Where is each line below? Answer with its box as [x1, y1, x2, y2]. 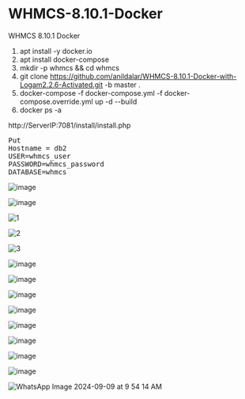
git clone [19, 71, 49, 81]
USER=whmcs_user [8, 151, 71, 161]
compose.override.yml [19, 97, 93, 106]
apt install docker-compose [19, 55, 109, 64]
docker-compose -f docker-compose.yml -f [19, 88, 164, 97]
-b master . [104, 80, 141, 89]
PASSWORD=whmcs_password [8, 159, 104, 169]
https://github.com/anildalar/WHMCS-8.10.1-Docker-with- [50, 71, 237, 81]
